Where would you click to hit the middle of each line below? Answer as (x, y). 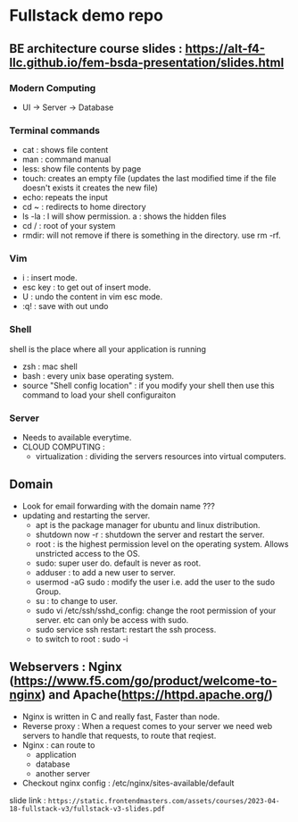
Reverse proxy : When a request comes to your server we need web (147, 726)
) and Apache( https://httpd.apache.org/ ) (157, 695)
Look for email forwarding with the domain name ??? (119, 506)
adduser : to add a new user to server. (105, 572)
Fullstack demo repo (86, 16)
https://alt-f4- (225, 49)
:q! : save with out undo (65, 306)
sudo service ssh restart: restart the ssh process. (126, 629)
